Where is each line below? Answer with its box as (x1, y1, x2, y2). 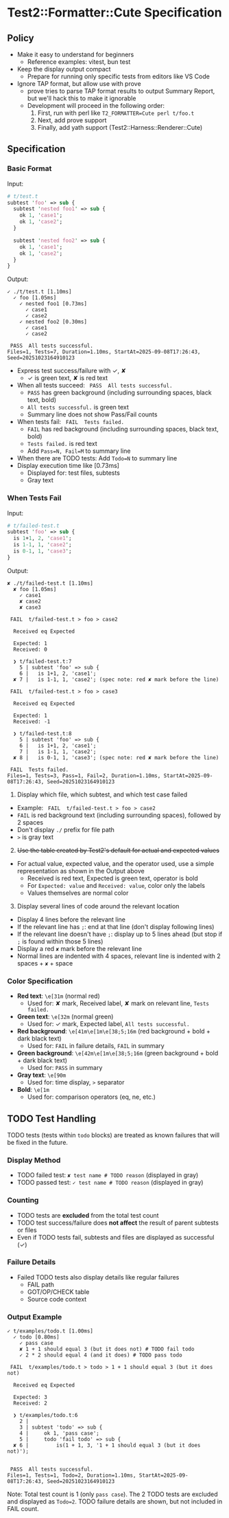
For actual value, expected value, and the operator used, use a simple (16, 859, 215, 867)
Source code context (27, 1295, 87, 1303)
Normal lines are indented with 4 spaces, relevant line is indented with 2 (16, 952, 221, 960)
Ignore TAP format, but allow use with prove (16, 80, 142, 87)
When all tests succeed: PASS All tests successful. (16, 381, 173, 390)
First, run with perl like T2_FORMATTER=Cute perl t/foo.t (37, 109, 195, 117)
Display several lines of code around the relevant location (16, 902, 180, 910)
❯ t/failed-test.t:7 (13, 658, 72, 665)
